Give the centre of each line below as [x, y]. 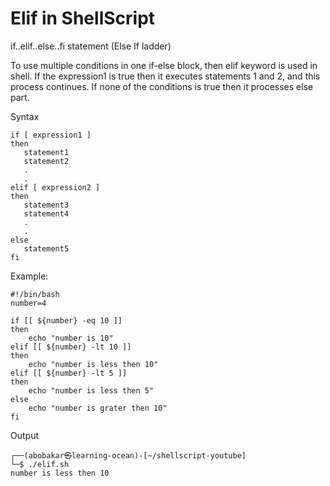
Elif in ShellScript [83, 18]
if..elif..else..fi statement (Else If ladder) [91, 46]
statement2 [46, 161]
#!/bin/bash [35, 294]
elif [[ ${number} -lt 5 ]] [69, 373]
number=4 [28, 303]
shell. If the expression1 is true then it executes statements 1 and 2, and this [165, 76]
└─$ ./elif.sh [40, 464]
